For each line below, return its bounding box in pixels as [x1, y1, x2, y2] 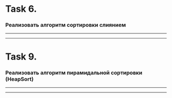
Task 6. [5, 3, 37, 15]
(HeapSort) [5, 75, 34, 83]
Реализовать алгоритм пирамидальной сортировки [5, 69, 142, 76]
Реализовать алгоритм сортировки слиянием [5, 22, 126, 29]
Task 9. [5, 51, 37, 62]
